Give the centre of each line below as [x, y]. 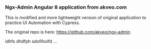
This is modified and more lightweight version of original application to [76, 18]
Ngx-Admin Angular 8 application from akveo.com [66, 7]
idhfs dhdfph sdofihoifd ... [31, 41]
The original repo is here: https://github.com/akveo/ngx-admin [68, 32]
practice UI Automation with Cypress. [43, 23]
